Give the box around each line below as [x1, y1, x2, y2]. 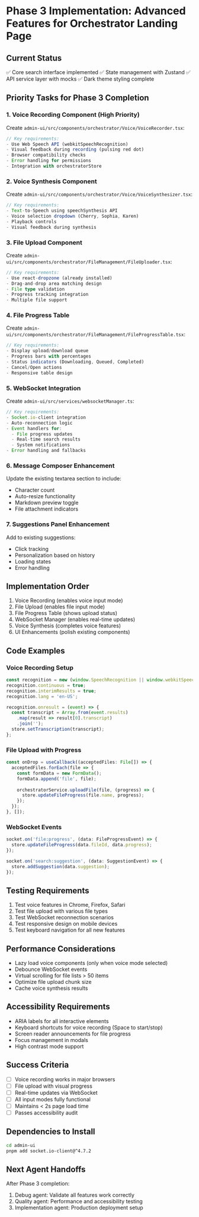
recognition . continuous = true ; [6, 682, 86, 689]
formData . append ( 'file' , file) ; [17, 776, 97, 782]
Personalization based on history [14, 552, 95, 559]
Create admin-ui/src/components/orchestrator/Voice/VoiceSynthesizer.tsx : [6, 191, 193, 198]
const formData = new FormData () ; [17, 770, 102, 776]
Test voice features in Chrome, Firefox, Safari [14, 901, 126, 909]
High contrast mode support [14, 1043, 84, 1050]
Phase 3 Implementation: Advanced [6, 4, 186, 18]
